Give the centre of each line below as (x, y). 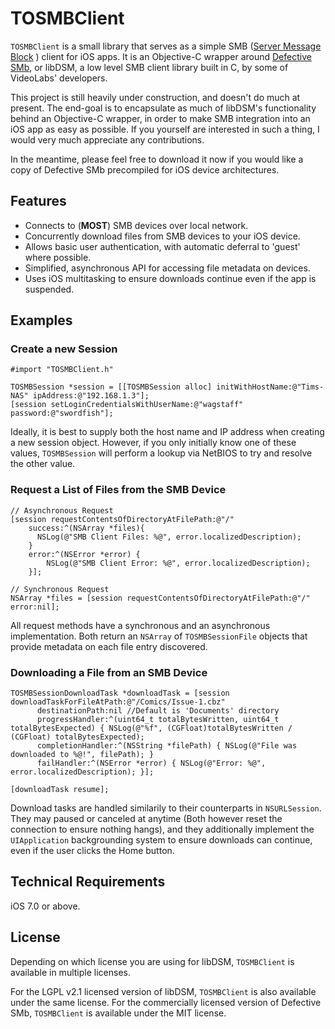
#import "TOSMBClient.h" (62, 370)
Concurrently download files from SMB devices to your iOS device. (162, 236)
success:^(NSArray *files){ (86, 528)
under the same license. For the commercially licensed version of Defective (166, 1002)
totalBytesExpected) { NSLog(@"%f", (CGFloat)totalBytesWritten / (151, 728)
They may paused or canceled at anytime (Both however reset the (146, 819)
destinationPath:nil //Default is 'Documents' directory (158, 711)
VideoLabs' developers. (59, 78)
